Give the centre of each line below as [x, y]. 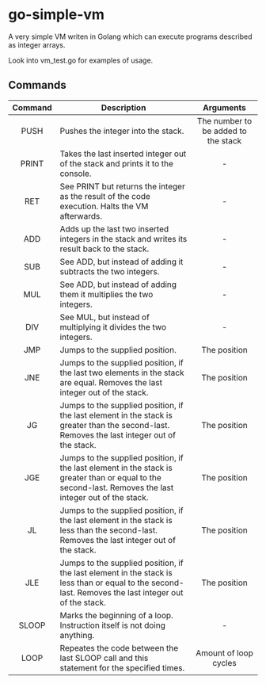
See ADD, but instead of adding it [122, 262]
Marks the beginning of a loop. [117, 615]
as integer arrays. [37, 44]
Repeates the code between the [119, 648]
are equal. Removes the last [111, 382]
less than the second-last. [109, 530]
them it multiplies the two [106, 294]
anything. [77, 635]
